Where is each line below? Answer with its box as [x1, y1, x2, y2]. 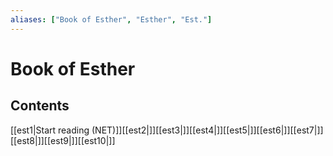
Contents [10, 97, 70, 115]
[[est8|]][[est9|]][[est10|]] [10, 134, 116, 146]
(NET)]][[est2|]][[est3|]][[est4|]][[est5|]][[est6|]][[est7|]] [91, 124, 324, 136]
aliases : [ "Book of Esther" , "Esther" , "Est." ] [10, 14, 213, 25]
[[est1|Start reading [10, 124, 90, 136]
